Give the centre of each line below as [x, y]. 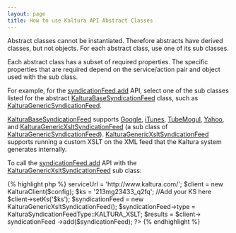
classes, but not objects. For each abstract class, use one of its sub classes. [118, 48]
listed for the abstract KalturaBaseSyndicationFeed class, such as [103, 98]
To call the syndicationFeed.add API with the [72, 162]
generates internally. [37, 149]
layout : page [26, 14]
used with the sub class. [43, 77]
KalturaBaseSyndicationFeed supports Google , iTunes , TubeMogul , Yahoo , [116, 119]
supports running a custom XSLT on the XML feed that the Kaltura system [114, 141]
